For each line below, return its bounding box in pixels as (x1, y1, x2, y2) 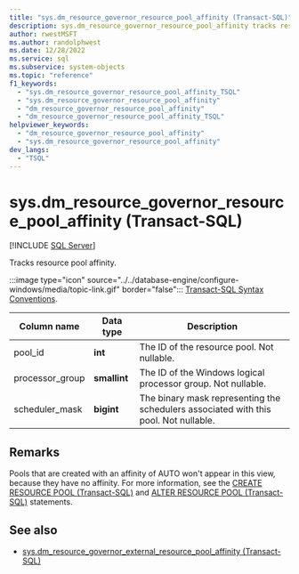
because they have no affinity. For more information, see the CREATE (9, 478, 263, 489)
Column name (19, 320, 80, 333)
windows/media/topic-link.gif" (9, 284, 120, 295)
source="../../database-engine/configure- (87, 275, 239, 286)
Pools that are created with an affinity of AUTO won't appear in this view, (9, 468, 276, 479)
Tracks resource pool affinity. (9, 257, 117, 268)
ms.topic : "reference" (9, 71, 93, 80)
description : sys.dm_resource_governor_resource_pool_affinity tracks (9, 21, 277, 30)
